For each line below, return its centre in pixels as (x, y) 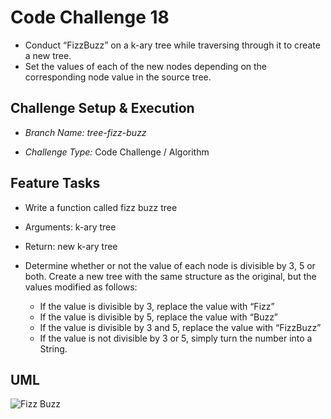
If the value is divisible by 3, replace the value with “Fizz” (157, 306)
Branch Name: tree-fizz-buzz (85, 132)
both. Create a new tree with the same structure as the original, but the (170, 276)
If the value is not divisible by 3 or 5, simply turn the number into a (176, 338)
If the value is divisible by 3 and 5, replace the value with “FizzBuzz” (180, 327)
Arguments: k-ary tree (70, 227)
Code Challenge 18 (90, 17)
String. (53, 348)
